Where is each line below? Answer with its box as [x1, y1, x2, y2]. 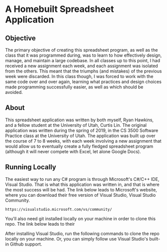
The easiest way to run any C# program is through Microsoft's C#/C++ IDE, [5, 176, 160, 182]
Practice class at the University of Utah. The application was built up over [5, 133, 156, 139]
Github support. [9, 241, 42, 247]
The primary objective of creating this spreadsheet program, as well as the [5, 47, 158, 53]
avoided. [5, 89, 23, 95]
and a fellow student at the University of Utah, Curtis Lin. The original [5, 122, 147, 128]
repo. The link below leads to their [5, 221, 75, 227]
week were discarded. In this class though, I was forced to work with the [5, 74, 154, 79]
